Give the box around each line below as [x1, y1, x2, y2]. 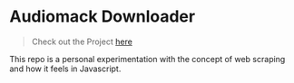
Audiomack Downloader [9, 6, 196, 27]
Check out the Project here [31, 36, 133, 47]
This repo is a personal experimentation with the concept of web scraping [9, 53, 286, 64]
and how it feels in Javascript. [9, 63, 122, 74]
